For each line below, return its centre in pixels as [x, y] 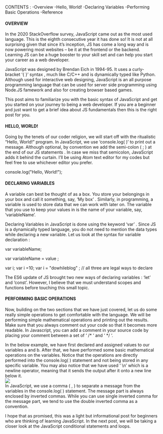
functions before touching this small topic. [47, 287]
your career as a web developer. [37, 60]
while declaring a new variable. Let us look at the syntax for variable [73, 234]
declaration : [17, 240]
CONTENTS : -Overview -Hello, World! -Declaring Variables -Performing [77, 7]
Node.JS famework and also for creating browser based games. [69, 90]
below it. [14, 376]
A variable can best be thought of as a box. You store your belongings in [77, 194]
